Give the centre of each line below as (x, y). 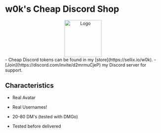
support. (14, 70)
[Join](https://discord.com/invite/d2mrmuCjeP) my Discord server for (76, 65)
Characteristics (30, 85)
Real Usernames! (30, 107)
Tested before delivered (37, 126)
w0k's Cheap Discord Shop (62, 9)
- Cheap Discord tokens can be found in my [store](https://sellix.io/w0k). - (81, 60)
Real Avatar (24, 98)
